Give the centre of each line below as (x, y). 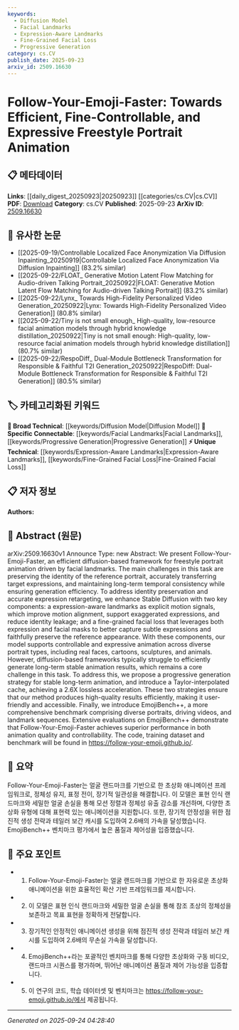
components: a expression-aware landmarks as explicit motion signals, (111, 606)
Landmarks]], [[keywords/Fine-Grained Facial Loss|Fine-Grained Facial (111, 460)
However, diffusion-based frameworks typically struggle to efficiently (109, 659)
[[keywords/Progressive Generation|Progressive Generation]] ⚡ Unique (112, 442)
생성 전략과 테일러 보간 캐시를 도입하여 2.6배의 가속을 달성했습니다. (113, 821)
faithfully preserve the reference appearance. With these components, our (116, 637)
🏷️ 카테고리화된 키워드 (54, 405)
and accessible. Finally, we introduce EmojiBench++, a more (120, 704)
